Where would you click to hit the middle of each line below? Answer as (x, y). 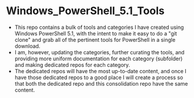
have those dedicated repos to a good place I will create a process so (99, 77)
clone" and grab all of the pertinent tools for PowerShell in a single (95, 40)
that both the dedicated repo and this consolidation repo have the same (101, 83)
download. (27, 46)
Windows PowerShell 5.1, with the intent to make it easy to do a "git (96, 33)
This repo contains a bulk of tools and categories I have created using (99, 27)
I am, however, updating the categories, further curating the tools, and (100, 52)
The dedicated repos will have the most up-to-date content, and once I (101, 71)
